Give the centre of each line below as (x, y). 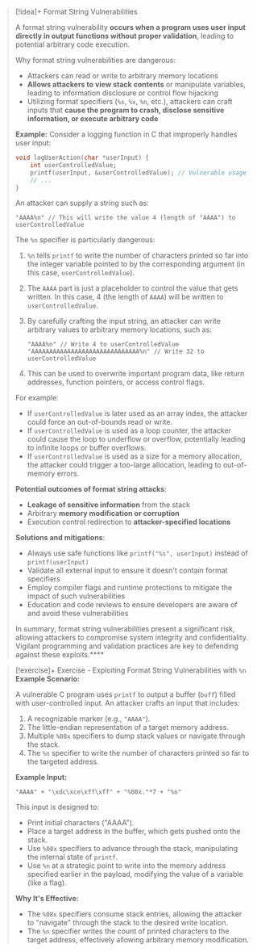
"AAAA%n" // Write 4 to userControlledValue (103, 345)
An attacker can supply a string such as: (82, 203)
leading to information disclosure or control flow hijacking (123, 93)
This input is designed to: (57, 807)
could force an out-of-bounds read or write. (100, 422)
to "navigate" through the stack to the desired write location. (128, 923)
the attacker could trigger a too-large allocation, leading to (124, 465)
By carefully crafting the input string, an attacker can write (124, 321)
